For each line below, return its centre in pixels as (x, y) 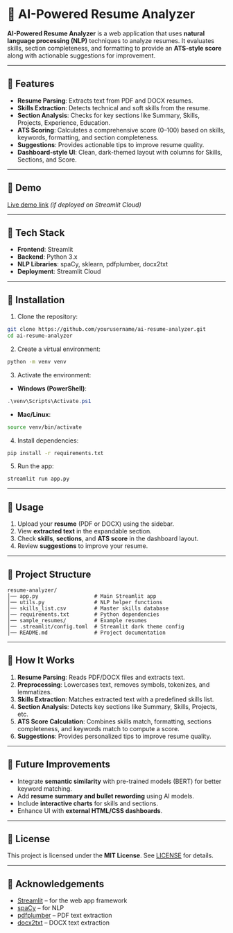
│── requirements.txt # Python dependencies (83, 614)
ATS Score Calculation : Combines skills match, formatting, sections (114, 721)
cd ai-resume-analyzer (40, 336)
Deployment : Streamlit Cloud (59, 272)
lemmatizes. (34, 692)
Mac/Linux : (34, 414)
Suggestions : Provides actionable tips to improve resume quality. (111, 144)
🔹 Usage (25, 507)
